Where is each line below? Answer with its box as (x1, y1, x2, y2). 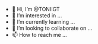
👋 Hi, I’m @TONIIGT (11, 6, 60, 12)
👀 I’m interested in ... (11, 12, 62, 19)
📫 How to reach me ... (11, 32, 67, 38)
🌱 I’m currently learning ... (11, 18, 75, 25)
